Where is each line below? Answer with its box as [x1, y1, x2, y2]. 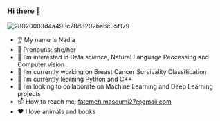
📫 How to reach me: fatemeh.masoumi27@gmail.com [17, 97, 172, 106]
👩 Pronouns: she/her [17, 46, 76, 54]
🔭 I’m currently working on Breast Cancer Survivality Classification [17, 68, 207, 76]
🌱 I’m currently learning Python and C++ [17, 75, 133, 84]
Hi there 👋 [7, 6, 42, 16]
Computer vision [17, 60, 65, 68]
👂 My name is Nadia [17, 36, 75, 44]
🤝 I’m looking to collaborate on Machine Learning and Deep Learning [17, 82, 213, 91]
